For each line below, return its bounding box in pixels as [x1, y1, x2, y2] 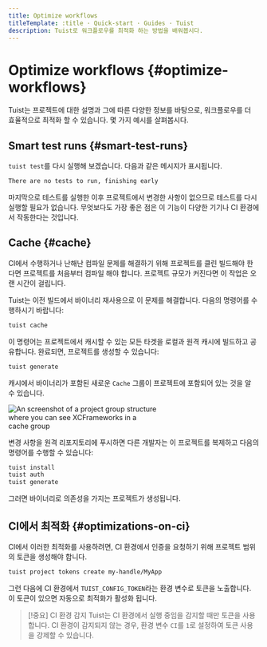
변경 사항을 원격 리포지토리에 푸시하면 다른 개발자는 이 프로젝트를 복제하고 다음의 [8, 437, 260, 447]
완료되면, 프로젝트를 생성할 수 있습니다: [37, 347, 159, 356]
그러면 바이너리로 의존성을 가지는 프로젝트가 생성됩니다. [8, 494, 181, 503]
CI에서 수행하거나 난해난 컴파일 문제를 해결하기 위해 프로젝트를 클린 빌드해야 [8, 258, 245, 268]
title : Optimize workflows [8, 11, 98, 20]
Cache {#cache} [8, 236, 92, 250]
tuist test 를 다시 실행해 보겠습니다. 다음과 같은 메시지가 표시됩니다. [8, 161, 223, 171]
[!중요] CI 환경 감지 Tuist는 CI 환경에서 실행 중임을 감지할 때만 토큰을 [27, 610, 241, 620]
